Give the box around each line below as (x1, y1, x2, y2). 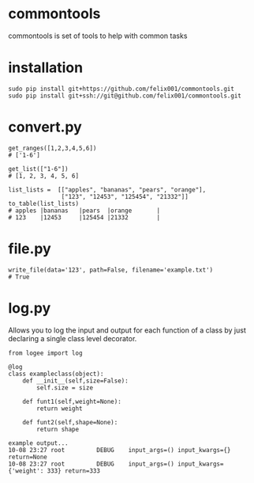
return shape (36, 425, 80, 433)
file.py (8, 240, 51, 257)
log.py (8, 299, 51, 317)
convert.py (8, 118, 83, 136)
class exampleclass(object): (8, 370, 104, 378)
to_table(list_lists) (8, 200, 80, 207)
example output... (8, 439, 69, 447)
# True (8, 272, 30, 281)
